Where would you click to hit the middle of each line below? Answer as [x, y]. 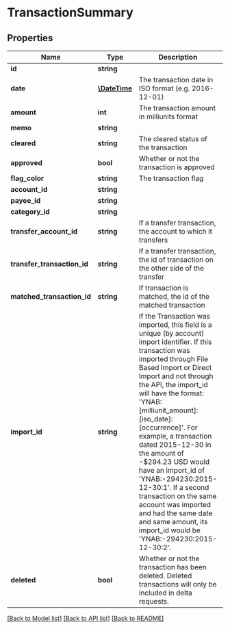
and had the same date [176, 513]
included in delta [166, 593]
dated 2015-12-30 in [175, 445]
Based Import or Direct [176, 368]
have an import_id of [172, 470]
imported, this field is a [176, 325]
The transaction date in [176, 80]
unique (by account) [171, 333]
